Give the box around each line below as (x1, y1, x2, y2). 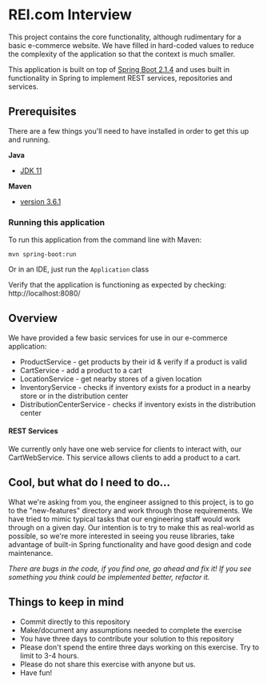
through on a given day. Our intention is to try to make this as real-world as (8, 522, 255, 532)
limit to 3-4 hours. (19, 650, 80, 660)
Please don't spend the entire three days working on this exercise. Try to (19, 642, 260, 652)
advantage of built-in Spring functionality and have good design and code (8, 539, 252, 549)
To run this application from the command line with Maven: (8, 235, 202, 245)
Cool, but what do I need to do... (8, 476, 170, 489)
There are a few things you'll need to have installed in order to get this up (8, 126, 249, 135)
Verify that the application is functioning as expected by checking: (8, 280, 226, 290)
